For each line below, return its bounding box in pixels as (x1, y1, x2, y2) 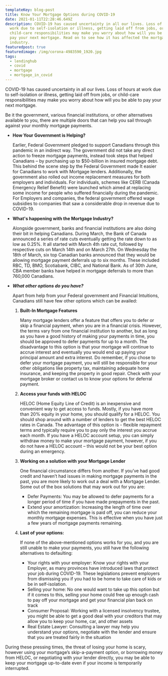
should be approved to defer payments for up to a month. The (19, 339, 147, 345)
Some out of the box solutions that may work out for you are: (19, 484, 145, 490)
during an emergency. (19, 448, 65, 454)
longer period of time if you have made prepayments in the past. (27, 499, 160, 505)
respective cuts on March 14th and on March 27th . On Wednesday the (12, 246, 157, 252)
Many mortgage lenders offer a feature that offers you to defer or (19, 317, 154, 323)
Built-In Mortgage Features (19, 307, 77, 313)
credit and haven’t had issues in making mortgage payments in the (19, 473, 157, 479)
